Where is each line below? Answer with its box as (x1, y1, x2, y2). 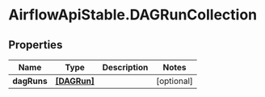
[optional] (156, 75, 194, 86)
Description (102, 62, 149, 73)
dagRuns (12, 75, 48, 86)
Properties (8, 38, 63, 52)
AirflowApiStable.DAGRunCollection (8, 6, 258, 24)
